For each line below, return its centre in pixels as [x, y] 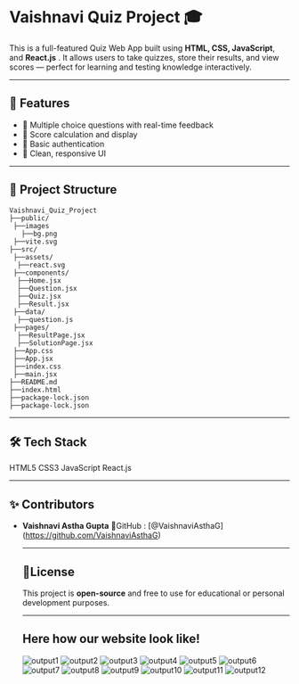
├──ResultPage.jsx [52, 335]
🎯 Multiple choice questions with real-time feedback [117, 125]
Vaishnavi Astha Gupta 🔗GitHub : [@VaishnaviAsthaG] [123, 526]
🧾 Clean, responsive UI [64, 153]
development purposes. [65, 602]
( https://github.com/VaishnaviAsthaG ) [92, 535]
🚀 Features [40, 103]
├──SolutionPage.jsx [55, 343]
